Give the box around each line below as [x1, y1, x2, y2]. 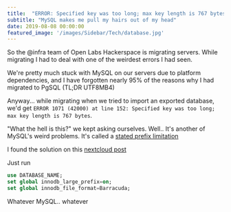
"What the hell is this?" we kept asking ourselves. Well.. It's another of [7, 125, 206, 133]
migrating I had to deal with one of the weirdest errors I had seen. [7, 56, 192, 64]
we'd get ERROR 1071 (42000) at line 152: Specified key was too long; [7, 104, 215, 112]
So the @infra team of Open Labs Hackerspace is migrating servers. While [7, 48, 218, 56]
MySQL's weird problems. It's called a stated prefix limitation [7, 132, 179, 140]
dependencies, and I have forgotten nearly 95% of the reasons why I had [7, 76, 214, 85]
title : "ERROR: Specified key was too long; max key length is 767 [7, 10, 208, 17]
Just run [7, 159, 31, 167]
